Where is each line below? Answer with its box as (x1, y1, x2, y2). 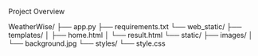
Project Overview (8, 7, 65, 16)
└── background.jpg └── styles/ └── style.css (8, 39, 166, 48)
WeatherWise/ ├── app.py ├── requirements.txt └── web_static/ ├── (8, 22, 242, 31)
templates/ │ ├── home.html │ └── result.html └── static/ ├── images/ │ (8, 31, 253, 39)
